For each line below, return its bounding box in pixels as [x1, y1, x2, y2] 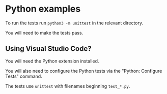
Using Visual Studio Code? [5, 44, 92, 53]
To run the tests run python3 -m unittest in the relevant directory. [5, 20, 144, 26]
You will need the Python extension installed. [5, 58, 99, 64]
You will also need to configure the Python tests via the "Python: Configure [5, 68, 162, 74]
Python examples [5, 3, 81, 15]
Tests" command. [5, 73, 42, 79]
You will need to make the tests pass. [5, 29, 83, 36]
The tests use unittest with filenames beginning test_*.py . [5, 83, 130, 89]
